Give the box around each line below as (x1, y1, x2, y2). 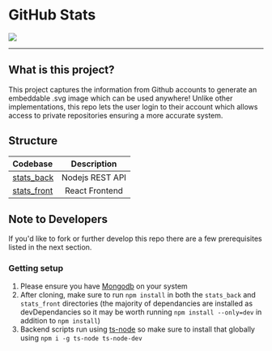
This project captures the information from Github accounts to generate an (8, 84, 257, 94)
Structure (8, 134, 58, 148)
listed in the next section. (8, 242, 92, 252)
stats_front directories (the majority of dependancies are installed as (19, 298, 253, 308)
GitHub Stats (8, 6, 96, 24)
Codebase (12, 158, 53, 169)
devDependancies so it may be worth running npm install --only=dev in (19, 306, 262, 317)
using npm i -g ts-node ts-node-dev (19, 332, 143, 342)
